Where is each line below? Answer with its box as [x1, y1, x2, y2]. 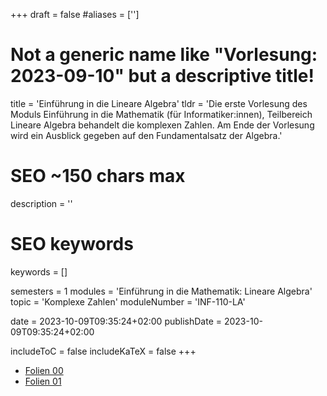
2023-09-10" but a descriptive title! [10, 65, 315, 88]
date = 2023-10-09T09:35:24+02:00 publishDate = [10, 315, 223, 327]
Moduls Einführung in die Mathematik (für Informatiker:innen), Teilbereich [10, 108, 313, 120]
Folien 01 [24, 375, 62, 387]
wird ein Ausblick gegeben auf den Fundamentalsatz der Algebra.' [10, 129, 283, 141]
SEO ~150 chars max [10, 165, 186, 188]
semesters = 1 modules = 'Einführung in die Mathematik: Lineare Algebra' [10, 285, 313, 297]
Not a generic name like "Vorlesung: [10, 44, 318, 66]
